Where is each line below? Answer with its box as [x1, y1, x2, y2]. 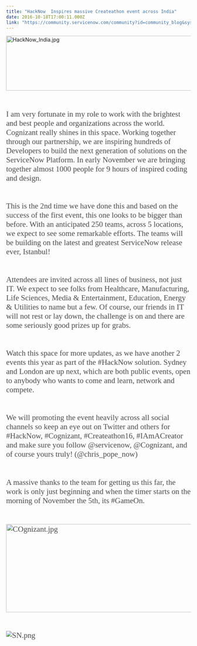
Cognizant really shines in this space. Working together [6, 127, 176, 137]
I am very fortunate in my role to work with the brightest [6, 109, 181, 119]
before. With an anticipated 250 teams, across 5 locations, [6, 219, 184, 229]
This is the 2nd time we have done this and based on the [6, 201, 178, 211]
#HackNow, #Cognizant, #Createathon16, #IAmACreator [6, 431, 184, 441]
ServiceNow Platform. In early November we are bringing [6, 155, 186, 165]
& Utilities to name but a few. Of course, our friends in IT [6, 302, 184, 312]
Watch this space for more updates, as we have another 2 [6, 348, 181, 358]
